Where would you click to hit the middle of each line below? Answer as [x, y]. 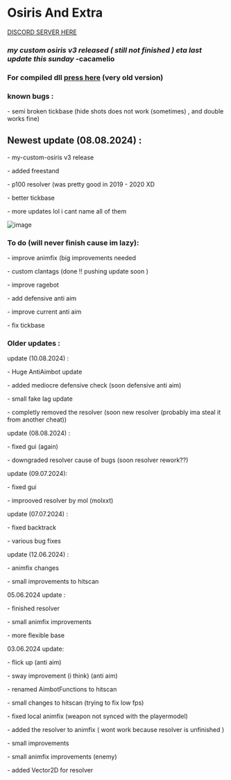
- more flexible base [36, 635]
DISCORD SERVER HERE [42, 32]
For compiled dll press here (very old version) [85, 77]
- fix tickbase [26, 326]
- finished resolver [34, 608]
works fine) [24, 119]
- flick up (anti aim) [34, 662]
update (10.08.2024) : [38, 358]
